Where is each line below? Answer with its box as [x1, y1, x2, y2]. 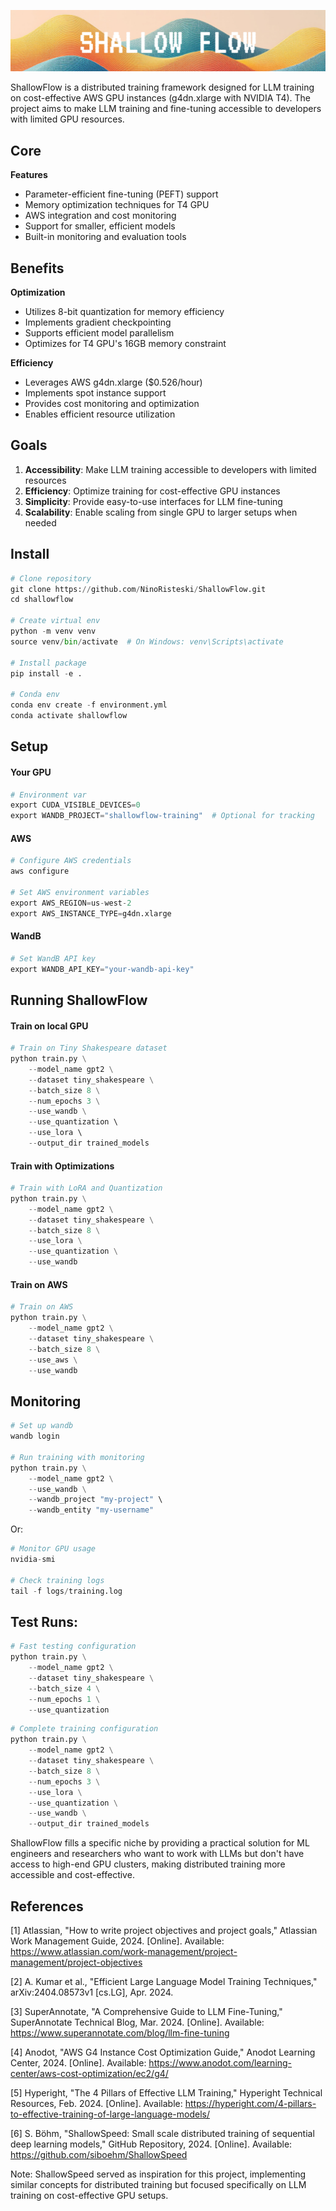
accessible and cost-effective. [10, 1869, 135, 1881]
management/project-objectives [10, 1956, 143, 1968]
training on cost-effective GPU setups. [10, 2190, 169, 2201]
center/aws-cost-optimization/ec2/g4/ [10, 2068, 169, 2079]
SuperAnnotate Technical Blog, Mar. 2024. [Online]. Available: [10, 2016, 265, 2028]
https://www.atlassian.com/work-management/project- [10, 1946, 238, 1957]
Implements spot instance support [24, 387, 167, 399]
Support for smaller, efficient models [24, 220, 176, 232]
